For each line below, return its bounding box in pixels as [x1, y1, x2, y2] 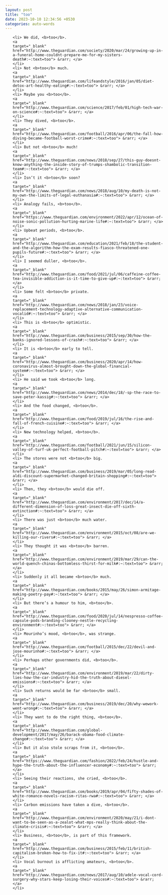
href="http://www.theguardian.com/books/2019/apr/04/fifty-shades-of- [12, 789, 163, 794]
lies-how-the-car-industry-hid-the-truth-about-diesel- [12, 675, 132, 681]
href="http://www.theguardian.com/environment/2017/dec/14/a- [12, 500, 145, 505]
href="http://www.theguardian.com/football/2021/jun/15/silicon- [12, 443, 152, 448]
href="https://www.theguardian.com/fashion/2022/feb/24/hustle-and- [12, 759, 159, 764]
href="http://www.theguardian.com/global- [12, 728, 103, 733]
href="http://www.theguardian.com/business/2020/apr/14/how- [12, 359, 143, 365]
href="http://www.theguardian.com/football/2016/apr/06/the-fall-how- [12, 131, 163, 137]
